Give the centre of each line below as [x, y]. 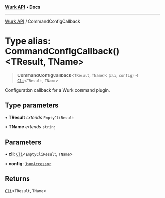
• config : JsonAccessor [28, 163]
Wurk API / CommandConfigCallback [42, 21]
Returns [18, 179]
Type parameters [32, 106]
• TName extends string [30, 126]
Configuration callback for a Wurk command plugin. [57, 90]
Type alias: [28, 41]
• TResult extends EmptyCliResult [40, 117]
